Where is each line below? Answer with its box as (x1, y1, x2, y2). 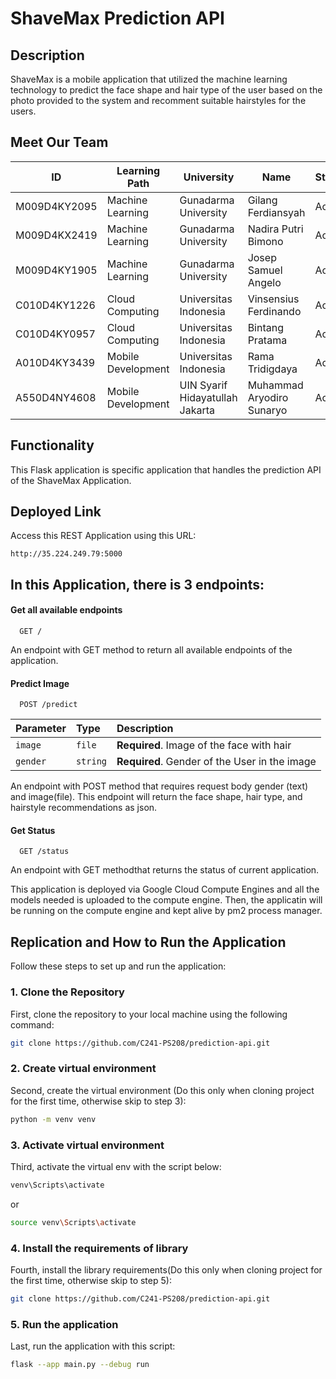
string (75, 756, 108, 767)
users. (10, 105, 37, 117)
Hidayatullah (179, 390, 238, 404)
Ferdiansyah (247, 205, 306, 219)
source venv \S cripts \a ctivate (10, 1217, 137, 1227)
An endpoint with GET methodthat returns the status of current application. (10, 864, 320, 876)
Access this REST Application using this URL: (10, 530, 197, 542)
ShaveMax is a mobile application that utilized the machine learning (10, 73, 288, 85)
